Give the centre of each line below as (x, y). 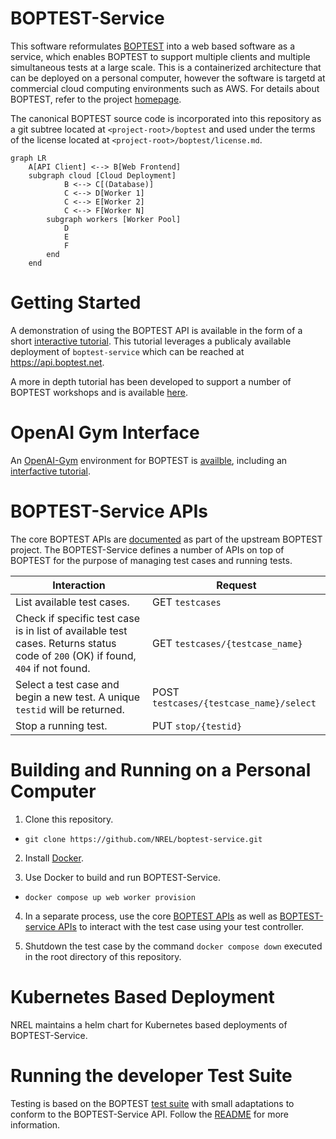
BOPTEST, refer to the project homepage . (96, 99)
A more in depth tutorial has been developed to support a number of (151, 381)
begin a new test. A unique (78, 697)
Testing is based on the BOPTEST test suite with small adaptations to (152, 1103)
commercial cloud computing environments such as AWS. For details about (165, 88)
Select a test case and (67, 684)
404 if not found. (53, 668)
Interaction (79, 585)
